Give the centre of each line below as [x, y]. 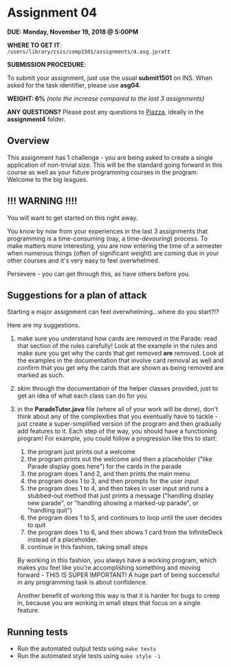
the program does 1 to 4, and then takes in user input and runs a [118, 489]
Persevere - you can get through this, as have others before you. [99, 274]
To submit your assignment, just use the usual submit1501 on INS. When [110, 78]
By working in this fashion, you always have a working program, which [117, 560]
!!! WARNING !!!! [42, 201]
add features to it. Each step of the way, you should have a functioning [117, 431]
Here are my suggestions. [44, 325]
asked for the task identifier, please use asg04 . [74, 85]
